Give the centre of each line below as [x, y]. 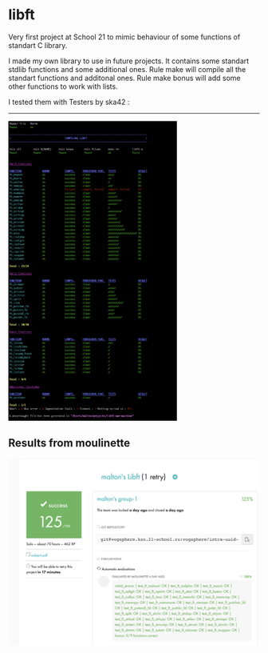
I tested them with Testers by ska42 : [69, 102]
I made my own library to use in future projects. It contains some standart [129, 61]
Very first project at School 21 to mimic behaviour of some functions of [124, 37]
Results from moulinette [69, 443]
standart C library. [38, 45]
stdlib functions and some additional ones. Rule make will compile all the [127, 69]
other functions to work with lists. [63, 86]
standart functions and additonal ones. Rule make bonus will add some [124, 78]
